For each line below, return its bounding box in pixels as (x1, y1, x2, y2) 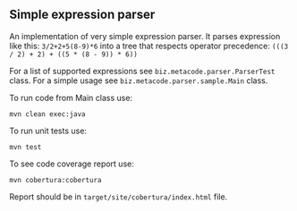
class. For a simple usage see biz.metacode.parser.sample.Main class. (9, 75, 268, 86)
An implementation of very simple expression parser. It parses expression (9, 30, 281, 41)
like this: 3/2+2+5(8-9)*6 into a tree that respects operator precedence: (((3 (9, 40, 289, 51)
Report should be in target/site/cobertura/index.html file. (9, 191, 228, 202)
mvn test (9, 142, 42, 151)
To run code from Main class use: (9, 92, 132, 103)
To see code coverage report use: (9, 158, 134, 169)
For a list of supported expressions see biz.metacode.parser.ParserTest (9, 65, 276, 76)
